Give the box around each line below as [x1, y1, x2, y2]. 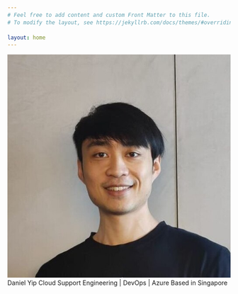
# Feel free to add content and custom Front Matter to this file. [7, 11, 211, 18]
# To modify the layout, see [7, 18, 93, 26]
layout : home [7, 34, 46, 41]
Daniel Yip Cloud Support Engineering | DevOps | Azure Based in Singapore [7, 278, 228, 287]
